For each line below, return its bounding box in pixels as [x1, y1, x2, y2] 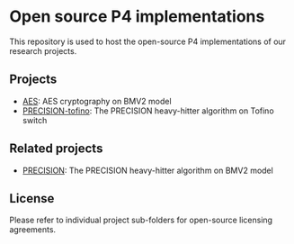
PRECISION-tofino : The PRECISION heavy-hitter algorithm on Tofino [22, 105, 274, 116]
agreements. [9, 224, 57, 235]
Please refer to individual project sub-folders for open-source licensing [9, 214, 272, 226]
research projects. [9, 45, 77, 56]
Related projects [9, 141, 103, 157]
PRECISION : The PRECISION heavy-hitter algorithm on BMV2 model [22, 165, 274, 176]
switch [22, 114, 48, 125]
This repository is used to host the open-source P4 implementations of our [9, 36, 286, 47]
